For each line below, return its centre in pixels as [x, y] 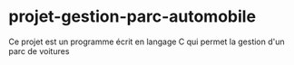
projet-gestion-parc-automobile [132, 17]
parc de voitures [39, 51]
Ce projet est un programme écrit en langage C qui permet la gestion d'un [147, 42]
